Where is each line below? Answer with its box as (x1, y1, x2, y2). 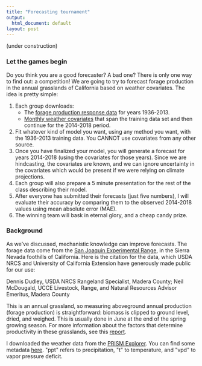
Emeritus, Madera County (6, 290, 71, 298)
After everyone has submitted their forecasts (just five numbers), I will (14, 192, 189, 200)
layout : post (6, 25, 39, 32)
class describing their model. (14, 186, 87, 193)
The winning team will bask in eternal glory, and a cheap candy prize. (14, 211, 188, 218)
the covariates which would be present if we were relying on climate (14, 166, 185, 174)
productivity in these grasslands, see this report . (6, 328, 127, 335)
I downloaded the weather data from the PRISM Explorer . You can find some (6, 339, 195, 347)
